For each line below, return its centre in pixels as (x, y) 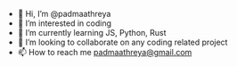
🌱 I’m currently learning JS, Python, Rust (92, 33)
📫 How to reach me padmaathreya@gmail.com (105, 52)
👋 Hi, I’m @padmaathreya (64, 14)
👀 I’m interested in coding (65, 23)
